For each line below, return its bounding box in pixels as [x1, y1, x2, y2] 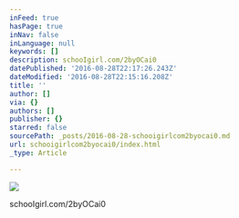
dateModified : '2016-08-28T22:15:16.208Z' [9, 73, 173, 82]
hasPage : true [9, 22, 64, 31]
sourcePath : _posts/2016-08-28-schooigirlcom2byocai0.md [9, 132, 231, 141]
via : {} [9, 97, 39, 107]
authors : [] [9, 106, 55, 115]
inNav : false [9, 30, 59, 39]
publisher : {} [9, 114, 64, 124]
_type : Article [9, 148, 68, 157]
